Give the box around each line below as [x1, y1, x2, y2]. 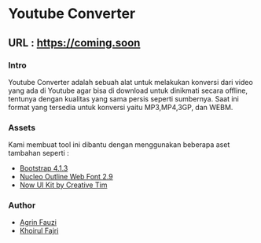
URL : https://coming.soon [8, 36, 141, 50]
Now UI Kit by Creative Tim [19, 180, 108, 190]
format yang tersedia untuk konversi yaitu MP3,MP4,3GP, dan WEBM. [8, 102, 233, 112]
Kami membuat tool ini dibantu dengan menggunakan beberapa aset [8, 140, 230, 149]
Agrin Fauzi [19, 218, 57, 227]
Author [8, 200, 36, 211]
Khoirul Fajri [19, 226, 59, 236]
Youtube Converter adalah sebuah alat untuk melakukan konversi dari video [8, 77, 253, 87]
